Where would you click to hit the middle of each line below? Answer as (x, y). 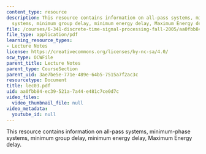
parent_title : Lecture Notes (44, 63)
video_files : (23, 97)
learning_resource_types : (39, 40)
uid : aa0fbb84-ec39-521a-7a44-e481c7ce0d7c (63, 92)
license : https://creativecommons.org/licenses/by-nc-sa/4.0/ (87, 52)
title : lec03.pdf (29, 86)
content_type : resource (37, 12)
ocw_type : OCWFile (30, 57)
